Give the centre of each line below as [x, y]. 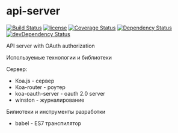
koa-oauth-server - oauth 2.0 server [60, 93]
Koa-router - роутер [40, 87]
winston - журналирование [50, 100]
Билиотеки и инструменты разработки [56, 111]
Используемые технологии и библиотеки [59, 57]
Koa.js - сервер [35, 81]
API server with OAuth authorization [51, 46]
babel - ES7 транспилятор [48, 123]
